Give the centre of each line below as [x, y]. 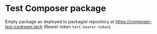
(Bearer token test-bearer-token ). [78, 26]
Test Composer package [55, 8]
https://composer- [134, 22]
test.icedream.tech [24, 26]
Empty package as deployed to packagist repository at [60, 22]
